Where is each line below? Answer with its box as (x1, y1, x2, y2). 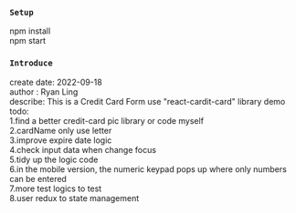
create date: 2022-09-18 (9, 76, 102, 87)
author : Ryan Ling (9, 86, 79, 97)
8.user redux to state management (9, 192, 140, 203)
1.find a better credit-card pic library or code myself (9, 115, 204, 126)
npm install (9, 25, 51, 36)
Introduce (9, 58, 53, 68)
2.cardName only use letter (9, 125, 112, 136)
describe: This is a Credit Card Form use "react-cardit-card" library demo (9, 96, 286, 106)
